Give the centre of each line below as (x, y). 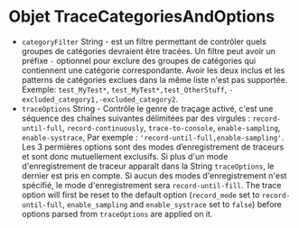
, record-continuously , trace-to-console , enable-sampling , (171, 127)
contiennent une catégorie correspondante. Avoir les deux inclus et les (153, 70)
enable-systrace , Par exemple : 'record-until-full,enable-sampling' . (153, 137)
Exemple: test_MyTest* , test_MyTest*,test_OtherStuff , (124, 89)
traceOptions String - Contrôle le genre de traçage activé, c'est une (147, 108)
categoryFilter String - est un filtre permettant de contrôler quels (144, 41)
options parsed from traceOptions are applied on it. (117, 214)
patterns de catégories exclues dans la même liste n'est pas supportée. (154, 79)
